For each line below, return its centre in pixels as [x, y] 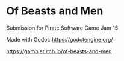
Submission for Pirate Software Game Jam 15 [62, 28]
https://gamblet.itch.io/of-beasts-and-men [59, 51]
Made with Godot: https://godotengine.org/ [60, 39]
